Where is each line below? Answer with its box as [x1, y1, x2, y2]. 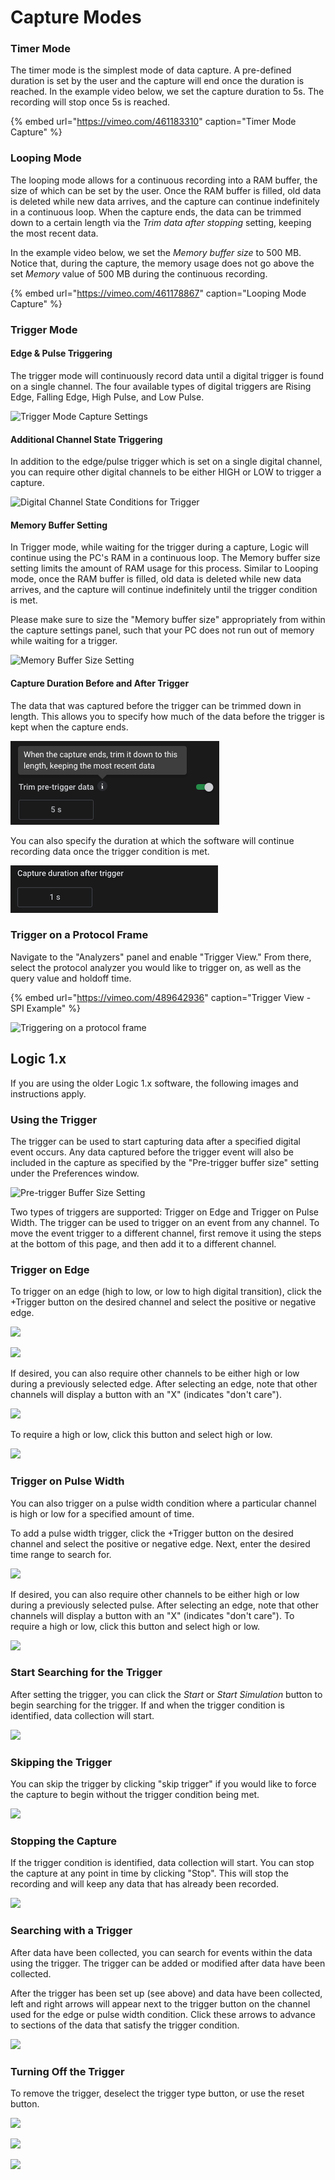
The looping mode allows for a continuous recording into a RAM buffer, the [10, 174, 318, 186]
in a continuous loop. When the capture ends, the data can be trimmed [10, 206, 302, 218]
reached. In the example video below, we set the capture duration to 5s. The [10, 86, 325, 98]
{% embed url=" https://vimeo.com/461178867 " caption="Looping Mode [10, 287, 307, 299]
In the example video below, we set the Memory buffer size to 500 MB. [10, 246, 302, 258]
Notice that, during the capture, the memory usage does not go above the [10, 257, 315, 269]
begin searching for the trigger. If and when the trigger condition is [10, 1699, 285, 1711]
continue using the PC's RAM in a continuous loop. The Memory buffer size [10, 552, 321, 564]
